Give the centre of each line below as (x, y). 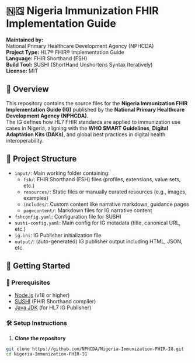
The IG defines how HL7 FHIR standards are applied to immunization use (93, 122)
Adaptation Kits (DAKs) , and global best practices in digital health (86, 134)
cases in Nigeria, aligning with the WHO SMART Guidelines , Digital (87, 128)
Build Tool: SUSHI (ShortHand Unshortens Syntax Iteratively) (79, 64)
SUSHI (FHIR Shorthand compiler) (55, 302)
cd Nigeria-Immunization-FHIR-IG (47, 354)
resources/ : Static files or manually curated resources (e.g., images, (105, 192)
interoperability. (25, 140)
